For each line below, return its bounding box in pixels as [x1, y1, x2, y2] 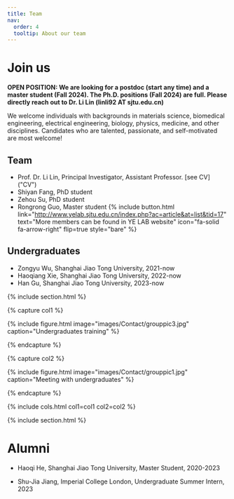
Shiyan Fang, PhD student [17, 188, 93, 196]
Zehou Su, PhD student [17, 196, 85, 203]
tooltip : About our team [13, 29, 86, 37]
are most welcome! [7, 134, 63, 142]
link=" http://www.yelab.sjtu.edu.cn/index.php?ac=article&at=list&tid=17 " [17, 210, 227, 218]
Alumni [7, 441, 50, 456]
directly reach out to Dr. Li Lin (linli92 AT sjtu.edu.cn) [7, 98, 164, 107]
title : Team [7, 10, 42, 18]
